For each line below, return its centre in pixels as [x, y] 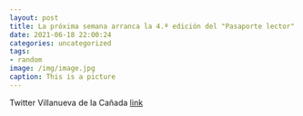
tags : [20, 52]
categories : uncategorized [61, 43]
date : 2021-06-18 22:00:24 [61, 34]
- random [26, 60]
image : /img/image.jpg [52, 69]
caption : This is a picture [63, 77]
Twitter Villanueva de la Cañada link [76, 102]
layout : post [34, 18]
